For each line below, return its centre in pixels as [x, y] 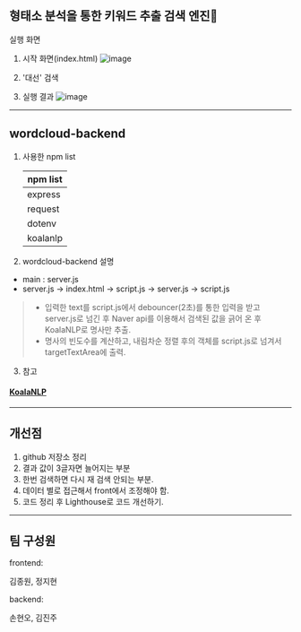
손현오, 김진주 [34, 618]
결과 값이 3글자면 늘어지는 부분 [76, 468]
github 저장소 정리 [54, 456]
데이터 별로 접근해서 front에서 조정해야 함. [96, 490]
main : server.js [50, 279]
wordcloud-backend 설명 [68, 261]
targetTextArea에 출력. [85, 351]
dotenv [41, 223]
